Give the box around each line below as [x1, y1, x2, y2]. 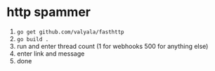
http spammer [6, 4, 91, 20]
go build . [16, 35, 49, 42]
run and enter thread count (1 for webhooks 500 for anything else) [16, 42, 209, 50]
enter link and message [16, 49, 85, 58]
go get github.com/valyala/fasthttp [16, 29, 124, 35]
